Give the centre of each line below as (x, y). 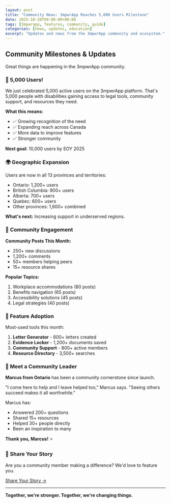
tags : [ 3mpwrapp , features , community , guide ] (55, 24)
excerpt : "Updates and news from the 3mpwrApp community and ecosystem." (85, 34)
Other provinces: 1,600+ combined (49, 207)
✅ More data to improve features (47, 133)
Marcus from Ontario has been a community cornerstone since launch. (80, 378)
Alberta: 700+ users (34, 196)
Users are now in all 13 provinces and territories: (56, 175)
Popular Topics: (22, 277)
